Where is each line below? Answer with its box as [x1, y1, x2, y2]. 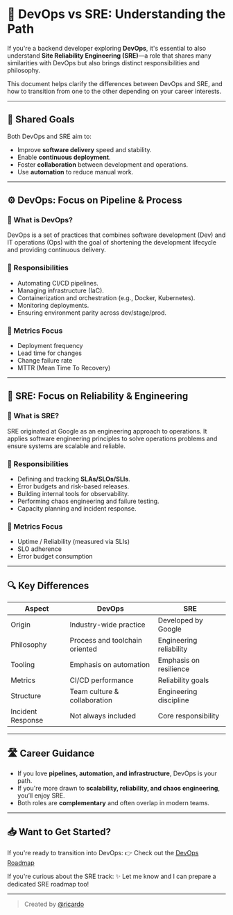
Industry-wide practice [69, 620, 146, 629]
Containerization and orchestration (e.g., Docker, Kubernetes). [17, 293, 196, 302]
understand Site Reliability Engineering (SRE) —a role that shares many [7, 51, 212, 60]
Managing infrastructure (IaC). [17, 286, 104, 295]
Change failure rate [17, 356, 73, 365]
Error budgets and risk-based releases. [17, 482, 130, 491]
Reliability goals [157, 675, 209, 685]
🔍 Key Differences [7, 579, 89, 591]
